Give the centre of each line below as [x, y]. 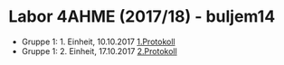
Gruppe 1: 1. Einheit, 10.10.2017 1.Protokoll [98, 42]
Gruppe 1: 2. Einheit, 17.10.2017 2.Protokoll [99, 51]
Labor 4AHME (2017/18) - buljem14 [142, 17]
